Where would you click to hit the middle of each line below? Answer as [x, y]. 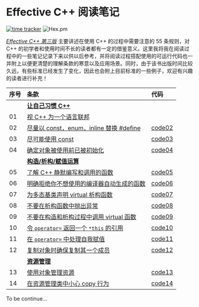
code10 [162, 228]
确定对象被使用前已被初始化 [66, 150]
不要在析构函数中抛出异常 [63, 206]
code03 [162, 139]
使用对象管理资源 [51, 272]
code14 [162, 283]
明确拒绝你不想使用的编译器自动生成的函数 [86, 183]
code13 [162, 272]
